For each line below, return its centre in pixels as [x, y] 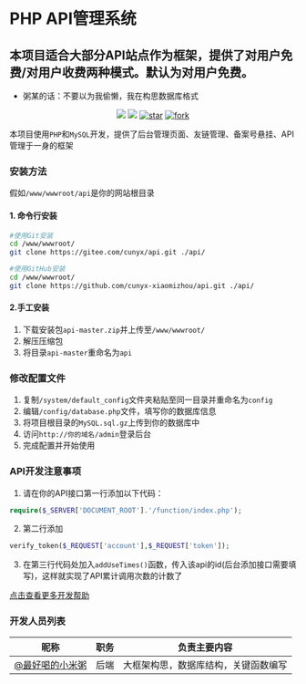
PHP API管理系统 [73, 19]
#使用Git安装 [31, 235]
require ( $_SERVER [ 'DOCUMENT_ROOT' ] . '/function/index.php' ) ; [126, 510]
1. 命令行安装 [33, 215]
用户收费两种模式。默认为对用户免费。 [146, 73]
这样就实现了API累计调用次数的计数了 [112, 576]
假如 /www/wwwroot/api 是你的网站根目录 [82, 193]
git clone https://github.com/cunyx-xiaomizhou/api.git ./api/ [132, 285]
